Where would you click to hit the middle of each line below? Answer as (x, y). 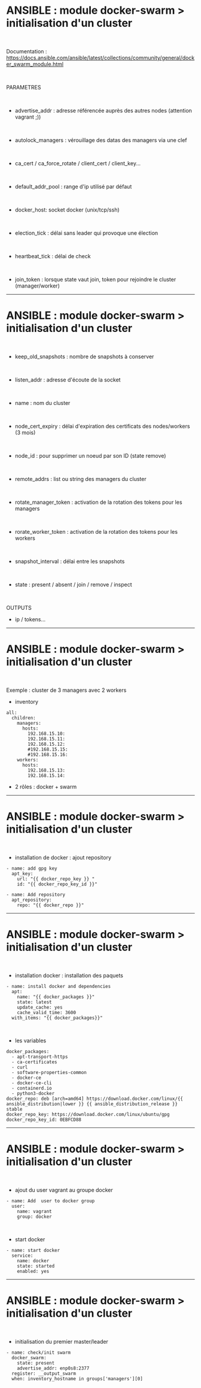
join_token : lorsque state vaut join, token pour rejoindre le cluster (95, 279)
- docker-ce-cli (32, 1083)
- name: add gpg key (32, 868)
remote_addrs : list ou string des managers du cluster (80, 479)
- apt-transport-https (40, 1057)
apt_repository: (32, 900)
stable (14, 1109)
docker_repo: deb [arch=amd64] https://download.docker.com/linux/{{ (95, 1099)
